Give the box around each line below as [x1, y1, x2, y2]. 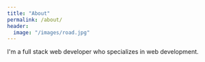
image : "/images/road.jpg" [13, 29, 90, 36]
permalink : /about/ [7, 16, 63, 23]
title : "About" [7, 10, 51, 17]
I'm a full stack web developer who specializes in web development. [7, 48, 200, 56]
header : [7, 22, 29, 29]
